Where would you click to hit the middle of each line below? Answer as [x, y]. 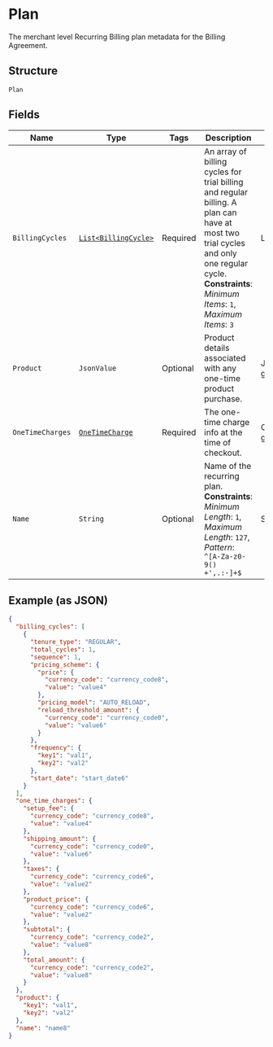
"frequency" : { [56, 748]
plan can [221, 212]
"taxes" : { [41, 869]
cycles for [223, 172]
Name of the [228, 466]
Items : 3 [219, 324]
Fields [24, 115]
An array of [225, 151]
